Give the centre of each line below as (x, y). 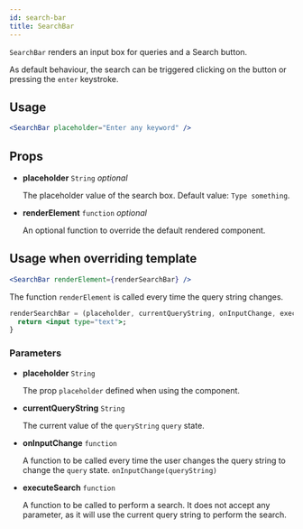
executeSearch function (69, 487)
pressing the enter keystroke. (64, 79)
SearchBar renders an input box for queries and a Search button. (129, 51)
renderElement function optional (84, 213)
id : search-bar (38, 18)
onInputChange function (69, 442)
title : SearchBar (42, 26)
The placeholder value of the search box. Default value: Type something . (156, 195)
